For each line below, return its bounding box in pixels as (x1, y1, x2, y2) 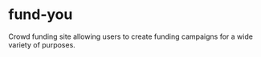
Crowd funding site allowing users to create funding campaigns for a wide (8, 32, 253, 41)
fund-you (8, 6, 73, 24)
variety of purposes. (8, 40, 76, 49)
